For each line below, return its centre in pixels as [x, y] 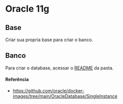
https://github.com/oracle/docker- [49, 91]
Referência [17, 80]
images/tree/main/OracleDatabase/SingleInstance [65, 96]
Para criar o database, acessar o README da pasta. [59, 68]
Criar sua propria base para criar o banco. [49, 40]
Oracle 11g [27, 9]
